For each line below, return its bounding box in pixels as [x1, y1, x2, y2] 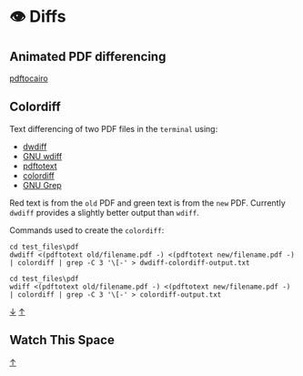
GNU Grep [22, 179, 62, 190]
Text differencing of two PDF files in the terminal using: [9, 123, 218, 134]
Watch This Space [9, 332, 116, 348]
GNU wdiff [22, 150, 63, 161]
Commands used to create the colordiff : [9, 224, 165, 236]
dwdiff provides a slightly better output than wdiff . [9, 207, 200, 218]
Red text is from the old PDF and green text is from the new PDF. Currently [9, 197, 286, 208]
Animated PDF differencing [9, 48, 167, 64]
